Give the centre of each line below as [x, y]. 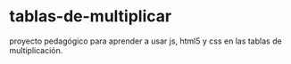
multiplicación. [36, 50]
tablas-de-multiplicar [91, 16]
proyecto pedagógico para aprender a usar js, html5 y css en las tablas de [146, 41]
